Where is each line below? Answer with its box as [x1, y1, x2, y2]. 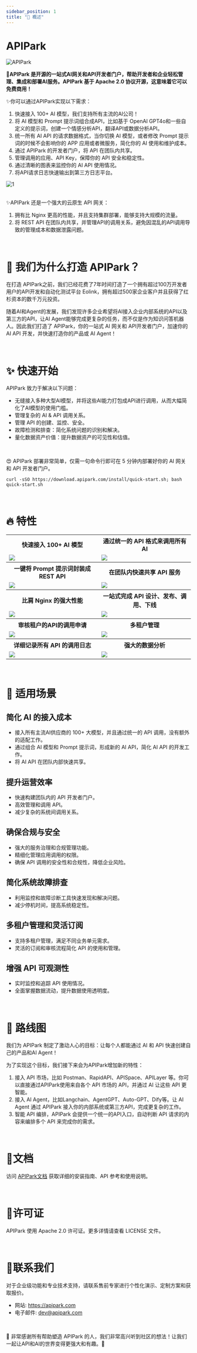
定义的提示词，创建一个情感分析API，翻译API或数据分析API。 [14, 125, 163, 132]
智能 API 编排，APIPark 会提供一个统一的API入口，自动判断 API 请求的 [14, 1111, 184, 1118]
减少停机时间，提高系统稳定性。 [14, 901, 92, 908]
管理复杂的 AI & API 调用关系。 [14, 412, 89, 419]
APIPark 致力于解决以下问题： [6, 385, 79, 392]
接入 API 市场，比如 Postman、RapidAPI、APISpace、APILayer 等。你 [14, 1074, 184, 1081]
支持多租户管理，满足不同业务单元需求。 [14, 937, 113, 944]
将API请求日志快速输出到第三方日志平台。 [14, 169, 116, 176]
